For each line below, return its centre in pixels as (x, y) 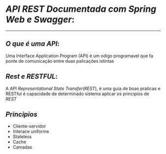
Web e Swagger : (40, 19)
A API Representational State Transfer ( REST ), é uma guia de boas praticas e (83, 88)
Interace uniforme (31, 131)
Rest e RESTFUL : (32, 77)
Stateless (22, 137)
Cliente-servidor (29, 126)
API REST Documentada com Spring (81, 9)
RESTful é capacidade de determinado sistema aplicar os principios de (77, 94)
